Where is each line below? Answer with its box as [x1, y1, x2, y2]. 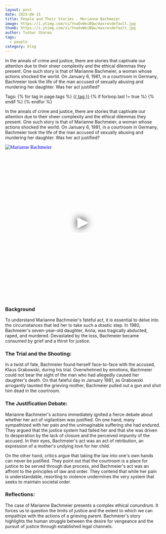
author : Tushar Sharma [5, 30, 52, 35]
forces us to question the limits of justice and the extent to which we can [5, 507, 153, 513]
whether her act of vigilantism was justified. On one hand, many [5, 416, 135, 423]
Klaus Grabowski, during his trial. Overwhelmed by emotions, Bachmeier [5, 367, 153, 373]
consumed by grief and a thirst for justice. [5, 338, 90, 344]
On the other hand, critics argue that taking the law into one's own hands [5, 452, 154, 458]
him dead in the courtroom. [5, 388, 61, 394]
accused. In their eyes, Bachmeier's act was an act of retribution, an [5, 438, 144, 444]
